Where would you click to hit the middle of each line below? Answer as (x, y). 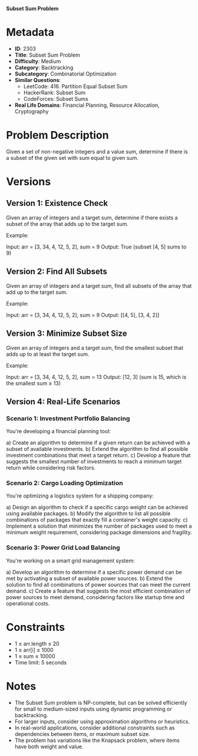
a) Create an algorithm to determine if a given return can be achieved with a (98, 443)
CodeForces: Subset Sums (56, 99)
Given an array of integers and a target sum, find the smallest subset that (95, 348)
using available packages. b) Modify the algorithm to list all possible (88, 513)
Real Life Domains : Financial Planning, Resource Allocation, (87, 105)
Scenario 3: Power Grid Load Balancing (63, 548)
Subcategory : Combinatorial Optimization (65, 74)
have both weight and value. (49, 747)
